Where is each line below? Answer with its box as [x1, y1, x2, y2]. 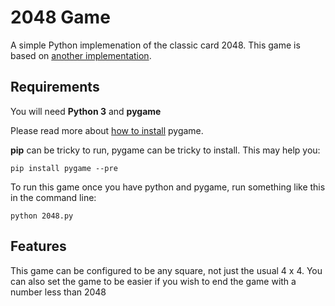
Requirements [10, 79, 100, 96]
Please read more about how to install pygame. [10, 124, 204, 136]
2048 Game [10, 6, 111, 29]
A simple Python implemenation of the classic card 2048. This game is [10, 39, 301, 51]
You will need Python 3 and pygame [10, 105, 162, 117]
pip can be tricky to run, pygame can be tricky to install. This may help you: [10, 144, 321, 156]
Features [10, 238, 67, 255]
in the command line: [10, 191, 97, 203]
